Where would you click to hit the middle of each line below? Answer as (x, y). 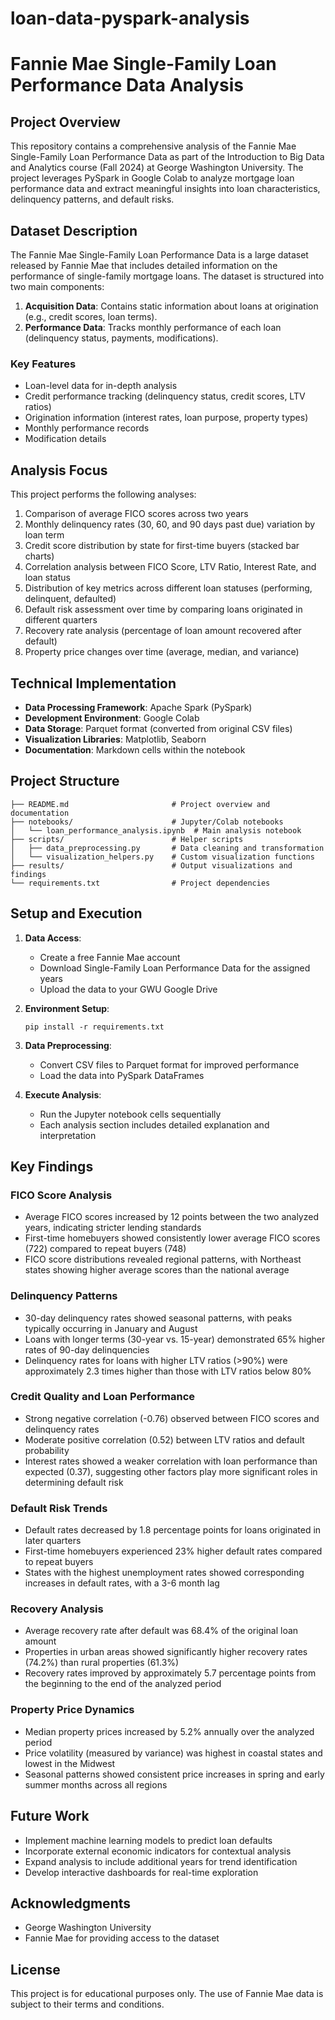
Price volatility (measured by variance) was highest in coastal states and (173, 1753)
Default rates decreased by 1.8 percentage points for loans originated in (173, 1530)
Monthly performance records (87, 428)
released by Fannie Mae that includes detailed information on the (144, 265)
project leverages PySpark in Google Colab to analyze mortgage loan (152, 178)
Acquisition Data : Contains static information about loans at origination (171, 306)
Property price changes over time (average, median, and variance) (162, 652)
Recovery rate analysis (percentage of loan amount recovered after (163, 631)
